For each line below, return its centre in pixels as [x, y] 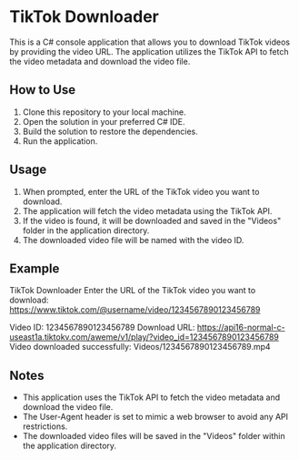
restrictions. [45, 426]
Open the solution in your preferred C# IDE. [104, 121]
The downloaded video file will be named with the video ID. [133, 240]
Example [35, 268]
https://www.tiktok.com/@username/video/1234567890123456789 [135, 310]
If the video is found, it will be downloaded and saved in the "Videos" [152, 220]
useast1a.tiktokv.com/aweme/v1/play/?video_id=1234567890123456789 [145, 337]
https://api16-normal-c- [241, 327]
